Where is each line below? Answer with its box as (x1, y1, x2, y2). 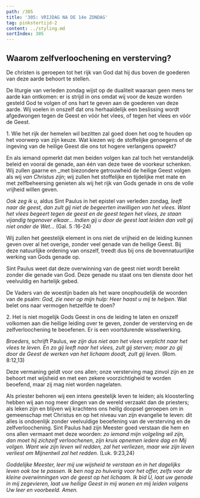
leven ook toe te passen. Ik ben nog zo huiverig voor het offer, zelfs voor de (6, 467, 192, 474)
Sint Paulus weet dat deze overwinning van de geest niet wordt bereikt (6, 265, 180, 272)
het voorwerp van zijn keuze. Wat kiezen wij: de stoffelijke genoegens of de (6, 136, 192, 143)
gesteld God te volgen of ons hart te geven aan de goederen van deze (6, 99, 179, 106)
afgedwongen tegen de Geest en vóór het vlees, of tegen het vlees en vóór (6, 112, 191, 119)
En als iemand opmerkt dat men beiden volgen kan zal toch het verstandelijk (6, 154, 194, 161)
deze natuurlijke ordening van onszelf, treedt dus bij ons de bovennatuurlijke (6, 247, 195, 254)
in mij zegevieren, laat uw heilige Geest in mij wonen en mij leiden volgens (6, 480, 189, 487)
